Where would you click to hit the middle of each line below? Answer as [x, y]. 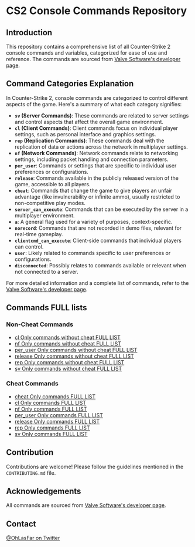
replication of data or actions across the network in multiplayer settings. [101, 147]
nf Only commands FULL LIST [51, 409]
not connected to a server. [46, 271]
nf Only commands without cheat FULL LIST [68, 343]
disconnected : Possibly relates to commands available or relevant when [100, 265]
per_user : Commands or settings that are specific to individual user [95, 165]
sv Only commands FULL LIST [51, 434]
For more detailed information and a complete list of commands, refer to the [97, 283]
